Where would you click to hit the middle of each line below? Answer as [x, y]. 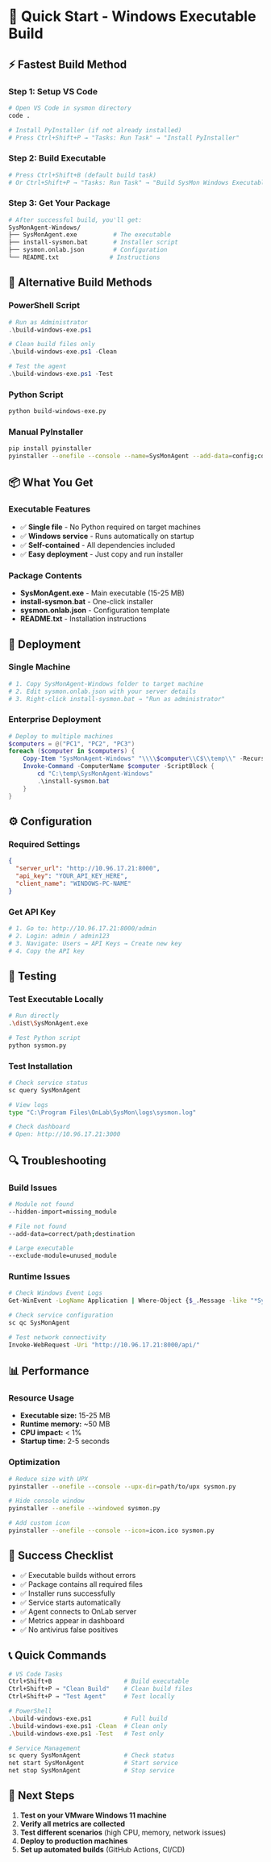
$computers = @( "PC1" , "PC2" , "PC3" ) [72, 744]
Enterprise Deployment [55, 720]
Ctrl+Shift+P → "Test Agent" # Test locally [92, 1697]
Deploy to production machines [74, 1841]
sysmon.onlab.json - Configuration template [95, 610]
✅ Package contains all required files [81, 1584]
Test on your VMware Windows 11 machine [93, 1815]
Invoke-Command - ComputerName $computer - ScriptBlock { [119, 766]
